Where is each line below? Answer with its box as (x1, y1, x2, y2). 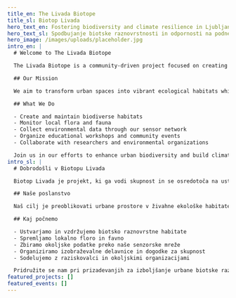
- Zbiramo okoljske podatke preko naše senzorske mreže (13, 241, 181, 248)
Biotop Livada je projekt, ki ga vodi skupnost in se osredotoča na (13, 177, 218, 185)
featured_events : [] (7, 280, 68, 287)
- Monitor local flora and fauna (13, 119, 112, 127)
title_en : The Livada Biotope (7, 10, 96, 18)
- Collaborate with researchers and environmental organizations (13, 139, 209, 146)
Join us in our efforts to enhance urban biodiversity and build (13, 152, 209, 159)
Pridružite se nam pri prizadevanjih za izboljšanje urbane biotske (13, 267, 218, 274)
